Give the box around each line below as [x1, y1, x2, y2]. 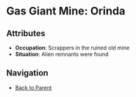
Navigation [6, 68, 48, 78]
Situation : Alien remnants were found [15, 51, 109, 58]
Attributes [6, 28, 45, 39]
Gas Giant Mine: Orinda [6, 4, 126, 18]
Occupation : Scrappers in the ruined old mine [15, 44, 130, 51]
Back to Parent [15, 84, 53, 91]
